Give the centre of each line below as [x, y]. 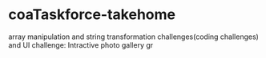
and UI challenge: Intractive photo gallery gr [81, 44]
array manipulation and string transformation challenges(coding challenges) [133, 37]
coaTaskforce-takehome [92, 15]
